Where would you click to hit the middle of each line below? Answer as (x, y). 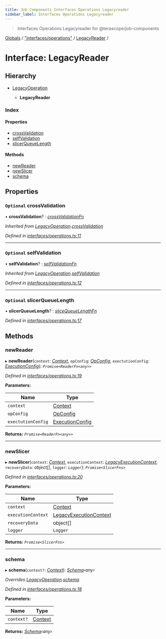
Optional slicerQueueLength (40, 300)
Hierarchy (21, 76)
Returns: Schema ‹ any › (29, 632)
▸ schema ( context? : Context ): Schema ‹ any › (50, 570)
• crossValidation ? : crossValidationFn (44, 216)
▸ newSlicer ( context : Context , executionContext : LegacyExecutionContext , (82, 462)
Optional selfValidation (33, 253)
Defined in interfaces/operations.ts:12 (43, 283)
